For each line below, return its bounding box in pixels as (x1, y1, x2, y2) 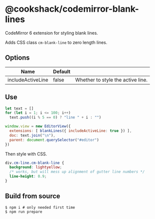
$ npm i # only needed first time (5, 205, 76, 210)
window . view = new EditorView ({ (5, 124, 71, 129)
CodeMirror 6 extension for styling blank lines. (5, 30, 98, 36)
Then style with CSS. (5, 151, 47, 157)
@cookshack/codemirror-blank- (5, 3, 139, 15)
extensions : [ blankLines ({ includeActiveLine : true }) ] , (9, 129, 132, 133)
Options (5, 54, 30, 62)
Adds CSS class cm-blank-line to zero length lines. (5, 39, 107, 45)
